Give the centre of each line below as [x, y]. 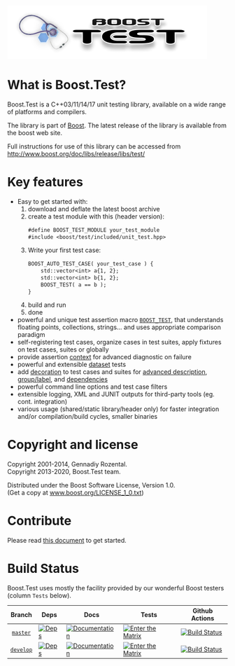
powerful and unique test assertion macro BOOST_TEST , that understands [120, 319]
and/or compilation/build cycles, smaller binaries [87, 416]
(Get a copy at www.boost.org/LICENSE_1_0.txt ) [76, 492]
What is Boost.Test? [67, 85]
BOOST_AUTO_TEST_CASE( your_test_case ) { [91, 264]
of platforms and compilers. [47, 111]
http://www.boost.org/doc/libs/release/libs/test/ [76, 153]
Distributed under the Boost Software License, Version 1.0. [91, 485]
